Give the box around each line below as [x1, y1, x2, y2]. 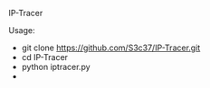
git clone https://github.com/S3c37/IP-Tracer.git [21, 42, 201, 53]
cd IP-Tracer [21, 52, 69, 62]
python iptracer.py [21, 62, 91, 72]
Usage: [8, 25, 35, 35]
